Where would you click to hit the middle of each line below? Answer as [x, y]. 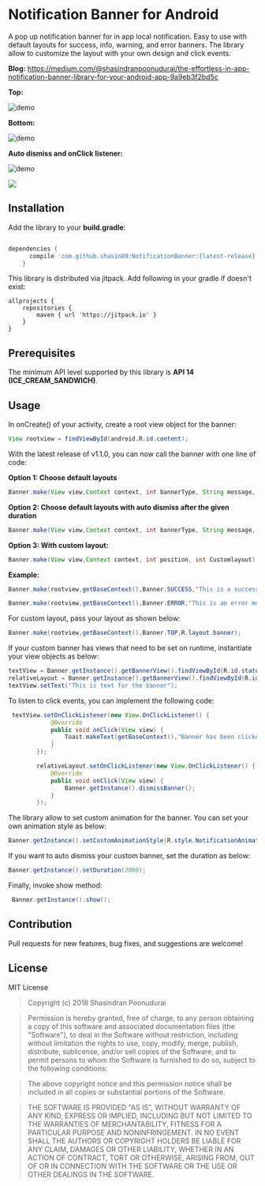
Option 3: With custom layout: [58, 545]
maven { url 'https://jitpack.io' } [97, 315]
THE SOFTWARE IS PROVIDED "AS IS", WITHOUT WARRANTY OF [134, 1107]
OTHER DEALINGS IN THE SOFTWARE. [91, 1174]
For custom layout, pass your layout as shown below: [94, 618]
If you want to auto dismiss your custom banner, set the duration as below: [129, 856]
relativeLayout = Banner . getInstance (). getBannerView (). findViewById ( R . [130, 678]
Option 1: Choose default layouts [63, 477]
